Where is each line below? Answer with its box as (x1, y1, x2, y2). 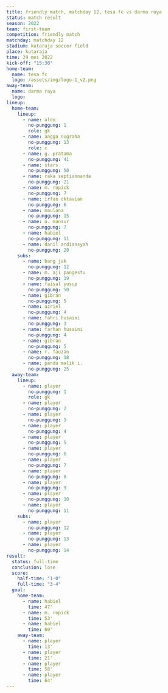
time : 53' (28, 615, 53, 622)
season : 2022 (6, 20, 40, 26)
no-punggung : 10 (28, 496, 69, 503)
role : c (28, 144, 47, 151)
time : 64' (28, 678, 53, 684)
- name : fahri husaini (22, 315, 80, 321)
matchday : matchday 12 (6, 37, 64, 43)
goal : (12, 587, 26, 593)
